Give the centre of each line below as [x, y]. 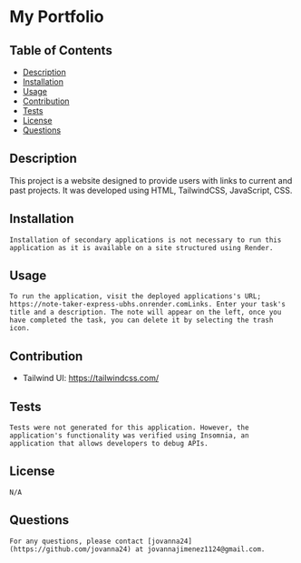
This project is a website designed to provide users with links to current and [151, 180]
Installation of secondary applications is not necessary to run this [146, 240]
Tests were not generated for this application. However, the [129, 428]
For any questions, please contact [77, 541]
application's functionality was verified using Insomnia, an [129, 436]
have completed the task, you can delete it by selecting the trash [141, 320]
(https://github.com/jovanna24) [70, 549]
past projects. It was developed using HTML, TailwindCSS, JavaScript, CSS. [151, 190]
